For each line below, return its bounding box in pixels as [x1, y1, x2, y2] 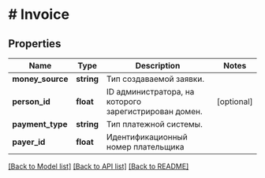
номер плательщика [106, 142, 185, 152]
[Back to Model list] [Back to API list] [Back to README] [8, 161, 189, 171]
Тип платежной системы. [106, 119, 203, 129]
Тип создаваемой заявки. [106, 73, 205, 84]
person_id [12, 96, 51, 107]
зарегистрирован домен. [106, 106, 203, 117]
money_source [12, 73, 69, 84]
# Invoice [8, 6, 69, 24]
